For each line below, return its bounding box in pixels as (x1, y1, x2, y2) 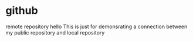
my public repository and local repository (5, 29, 105, 36)
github (5, 4, 39, 17)
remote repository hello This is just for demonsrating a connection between (5, 23, 188, 30)
